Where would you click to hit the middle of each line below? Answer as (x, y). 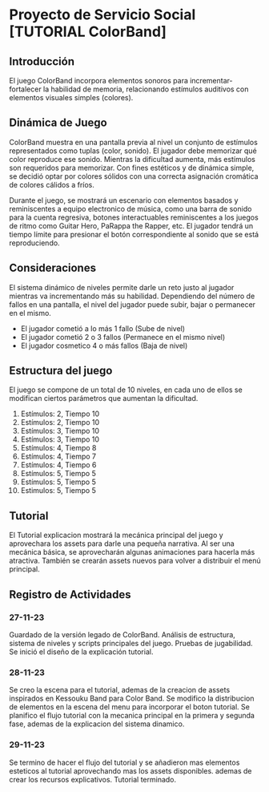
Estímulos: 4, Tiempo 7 (58, 457)
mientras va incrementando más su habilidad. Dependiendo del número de (132, 296)
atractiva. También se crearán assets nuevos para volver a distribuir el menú (135, 561)
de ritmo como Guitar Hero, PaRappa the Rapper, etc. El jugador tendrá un (131, 225)
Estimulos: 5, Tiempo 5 (58, 491)
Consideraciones (53, 268)
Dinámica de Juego (58, 123)
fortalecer (26, 89)
